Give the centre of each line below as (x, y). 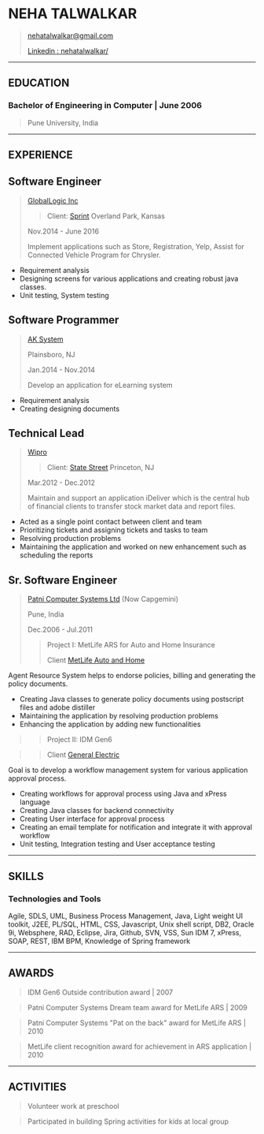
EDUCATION (39, 83)
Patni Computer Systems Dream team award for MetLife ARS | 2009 (137, 1007)
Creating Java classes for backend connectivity (97, 811)
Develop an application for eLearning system (100, 385)
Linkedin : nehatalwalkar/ (68, 50)
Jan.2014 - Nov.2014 (61, 369)
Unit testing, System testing (64, 295)
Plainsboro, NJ (51, 354)
